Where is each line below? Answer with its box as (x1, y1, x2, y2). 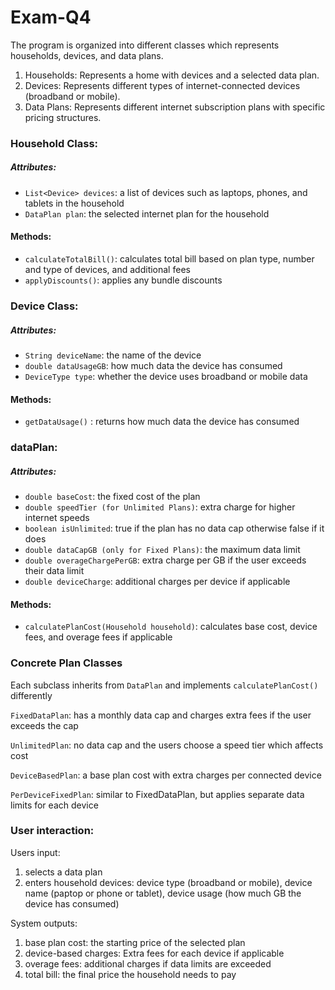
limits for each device (10, 799, 99, 811)
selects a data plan (24, 866, 103, 878)
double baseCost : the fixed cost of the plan (24, 491, 201, 503)
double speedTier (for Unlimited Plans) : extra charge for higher (24, 501, 296, 513)
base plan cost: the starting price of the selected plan (24, 936, 246, 948)
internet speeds (24, 512, 90, 524)
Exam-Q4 (10, 6, 92, 29)
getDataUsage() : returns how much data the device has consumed (24, 416, 300, 428)
